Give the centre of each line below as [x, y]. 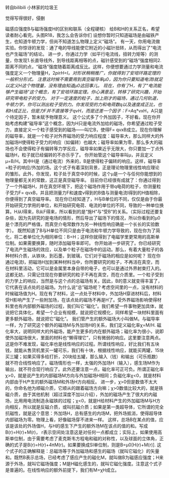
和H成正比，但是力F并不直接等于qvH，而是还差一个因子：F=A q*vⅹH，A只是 [84, 111]
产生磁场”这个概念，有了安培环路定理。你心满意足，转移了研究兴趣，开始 [86, 92]
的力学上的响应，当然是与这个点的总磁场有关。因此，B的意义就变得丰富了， [84, 281]
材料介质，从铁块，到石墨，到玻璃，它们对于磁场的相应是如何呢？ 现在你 [85, 256]
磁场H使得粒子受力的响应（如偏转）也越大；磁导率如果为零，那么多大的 [84, 142]
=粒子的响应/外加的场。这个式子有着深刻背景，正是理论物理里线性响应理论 [82, 167]
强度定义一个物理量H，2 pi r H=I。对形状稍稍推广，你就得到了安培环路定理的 [83, 73]
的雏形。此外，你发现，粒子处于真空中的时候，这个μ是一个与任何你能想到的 [84, 174]
